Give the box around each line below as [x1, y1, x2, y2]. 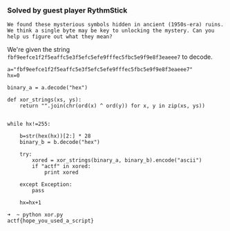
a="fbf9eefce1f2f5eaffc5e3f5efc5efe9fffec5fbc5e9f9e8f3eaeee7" [7, 66, 193, 73]
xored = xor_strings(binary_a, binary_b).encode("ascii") [32, 157, 202, 164]
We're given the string [7, 46, 70, 54]
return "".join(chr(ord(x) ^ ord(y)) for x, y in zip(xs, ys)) [19, 102, 206, 109]
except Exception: [19, 181, 73, 188]
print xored [44, 169, 79, 176]
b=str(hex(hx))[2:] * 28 [19, 133, 91, 140]
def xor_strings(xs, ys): [7, 96, 82, 104]
